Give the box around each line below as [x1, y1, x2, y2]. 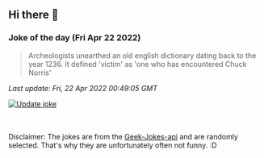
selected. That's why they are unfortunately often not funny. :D [8, 140, 217, 150]
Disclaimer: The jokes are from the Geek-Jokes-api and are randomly [8, 131, 238, 141]
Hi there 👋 [8, 8, 59, 22]
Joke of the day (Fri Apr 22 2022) [8, 32, 141, 44]
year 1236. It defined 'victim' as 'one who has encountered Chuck [27, 59, 248, 69]
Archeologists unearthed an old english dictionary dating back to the [27, 50, 257, 60]
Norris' [27, 68, 52, 77]
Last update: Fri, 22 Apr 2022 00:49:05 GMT [8, 83, 158, 93]
